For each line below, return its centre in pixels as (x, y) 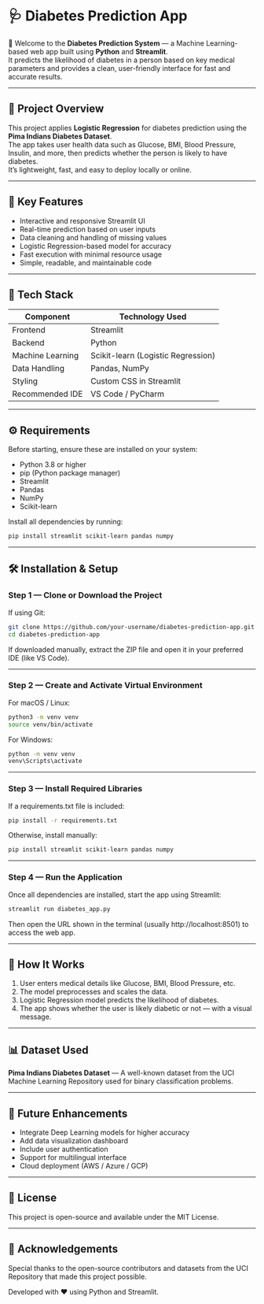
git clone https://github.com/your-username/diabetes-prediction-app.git (132, 627)
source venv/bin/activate (50, 724)
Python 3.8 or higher (53, 465)
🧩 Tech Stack (41, 294)
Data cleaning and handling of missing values (93, 237)
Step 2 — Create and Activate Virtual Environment (105, 685)
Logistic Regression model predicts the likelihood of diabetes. (119, 1000)
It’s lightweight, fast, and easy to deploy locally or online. (100, 169)
